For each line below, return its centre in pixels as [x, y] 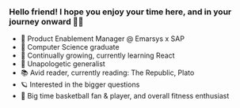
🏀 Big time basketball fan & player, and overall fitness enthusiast [125, 96]
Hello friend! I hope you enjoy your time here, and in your [120, 12]
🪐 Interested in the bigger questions [80, 84]
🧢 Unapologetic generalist [63, 64]
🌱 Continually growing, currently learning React [97, 56]
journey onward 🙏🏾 [46, 21]
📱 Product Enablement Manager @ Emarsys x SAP [103, 39]
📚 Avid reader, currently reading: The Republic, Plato [107, 73]
